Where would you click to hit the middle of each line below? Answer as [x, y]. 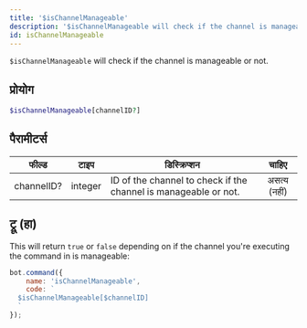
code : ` [40, 290]
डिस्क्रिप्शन [182, 164]
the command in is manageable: [69, 256]
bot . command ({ [37, 272]
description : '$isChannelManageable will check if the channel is [138, 26]
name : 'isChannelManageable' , [84, 281]
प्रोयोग [22, 89]
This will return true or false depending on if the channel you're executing [150, 246]
